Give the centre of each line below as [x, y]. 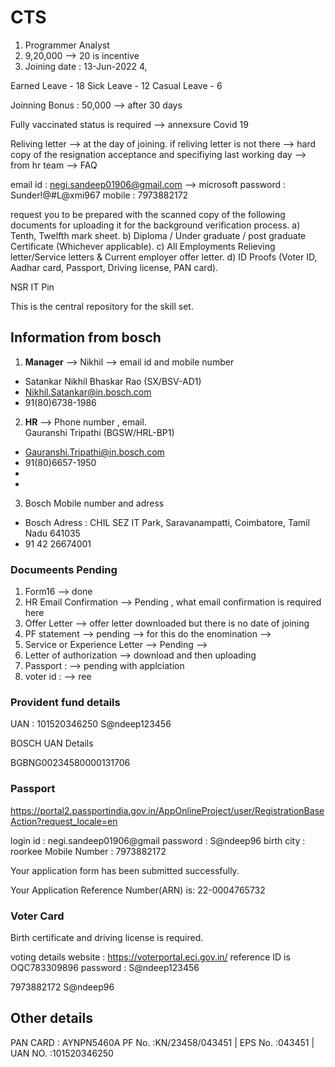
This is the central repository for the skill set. [102, 306]
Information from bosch [86, 337]
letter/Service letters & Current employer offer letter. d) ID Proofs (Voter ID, [164, 257]
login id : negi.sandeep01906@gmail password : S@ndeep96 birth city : [158, 840]
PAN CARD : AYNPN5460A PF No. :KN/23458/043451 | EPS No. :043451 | [162, 1042]
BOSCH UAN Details [52, 743]
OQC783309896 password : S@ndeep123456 [105, 967]
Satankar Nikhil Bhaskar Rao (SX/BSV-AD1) [113, 381]
